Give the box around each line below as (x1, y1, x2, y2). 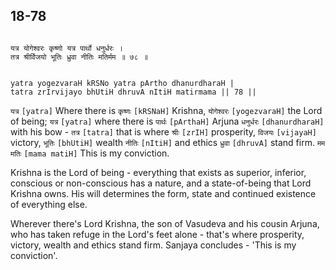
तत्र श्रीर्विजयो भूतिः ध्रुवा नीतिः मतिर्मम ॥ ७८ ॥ (10, 52, 148, 62)
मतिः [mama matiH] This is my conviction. (10, 147, 170, 159)
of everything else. (10, 198, 88, 210)
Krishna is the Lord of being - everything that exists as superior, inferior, (10, 166, 307, 178)
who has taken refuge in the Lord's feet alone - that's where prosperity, (10, 228, 305, 240)
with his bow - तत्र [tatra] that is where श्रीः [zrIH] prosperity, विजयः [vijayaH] (10, 125, 317, 138)
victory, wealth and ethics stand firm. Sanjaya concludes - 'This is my (10, 239, 297, 251)
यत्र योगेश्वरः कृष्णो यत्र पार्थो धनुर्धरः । (10, 43, 124, 53)
